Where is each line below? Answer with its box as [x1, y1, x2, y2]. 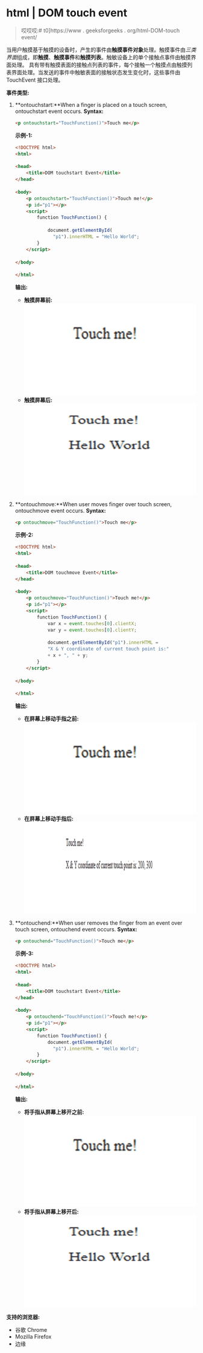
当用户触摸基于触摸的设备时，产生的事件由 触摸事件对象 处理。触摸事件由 [6, 46, 186, 53]
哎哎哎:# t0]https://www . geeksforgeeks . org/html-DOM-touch [20, 27, 180, 34]
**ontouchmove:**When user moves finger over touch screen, [14, 501, 172, 508]
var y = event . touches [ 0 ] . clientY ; [47, 627, 137, 633]
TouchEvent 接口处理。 [6, 76, 64, 83]
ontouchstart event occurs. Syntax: [14, 108, 104, 115]
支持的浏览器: [6, 1313, 40, 1320]
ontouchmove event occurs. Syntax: [14, 507, 107, 515]
